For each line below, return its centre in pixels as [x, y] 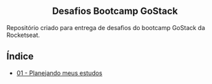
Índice [20, 56]
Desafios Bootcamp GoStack [115, 11]
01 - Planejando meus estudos [59, 73]
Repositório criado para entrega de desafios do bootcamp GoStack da [106, 27]
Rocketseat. [23, 35]
